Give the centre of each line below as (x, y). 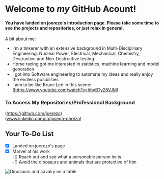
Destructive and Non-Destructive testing (53, 59)
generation (23, 69)
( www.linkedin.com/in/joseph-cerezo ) (43, 118)
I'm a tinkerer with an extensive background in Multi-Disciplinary (77, 48)
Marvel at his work (31, 151)
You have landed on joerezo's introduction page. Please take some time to (82, 22)
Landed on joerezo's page (39, 146)
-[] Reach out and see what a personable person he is (67, 157)
